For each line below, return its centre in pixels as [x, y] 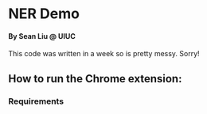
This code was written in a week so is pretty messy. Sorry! [104, 54]
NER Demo [44, 14]
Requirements [36, 101]
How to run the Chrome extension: [95, 79]
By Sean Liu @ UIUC [42, 36]
